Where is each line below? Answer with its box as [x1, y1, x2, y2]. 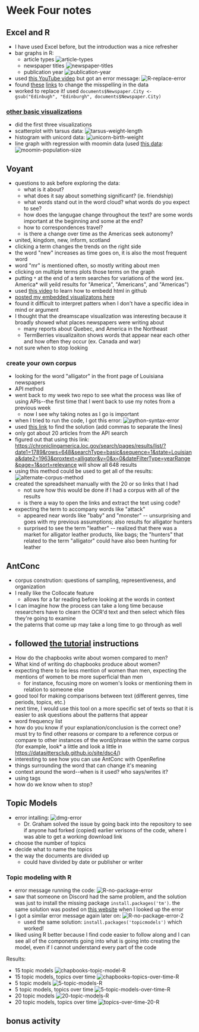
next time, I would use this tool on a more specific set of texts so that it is [14, 705, 194, 712]
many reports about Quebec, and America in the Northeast [23, 326, 168, 333]
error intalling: [14, 814, 49, 821]
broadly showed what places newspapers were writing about [14, 319, 165, 326]
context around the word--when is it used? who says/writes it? [14, 768, 168, 776]
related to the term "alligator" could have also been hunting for [23, 537, 177, 544]
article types [23, 56, 55, 63]
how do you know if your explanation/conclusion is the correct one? [14, 724, 181, 731]
